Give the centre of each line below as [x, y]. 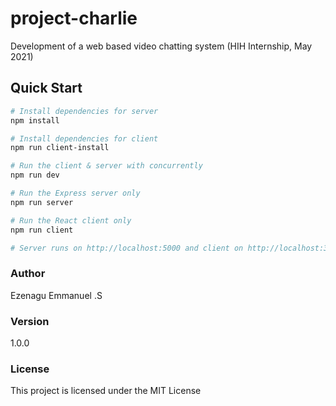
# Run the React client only [71, 220]
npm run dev [35, 175]
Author [28, 274]
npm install [35, 120]
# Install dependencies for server [84, 111]
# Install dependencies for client [84, 138]
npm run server [42, 202]
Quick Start [46, 88]
